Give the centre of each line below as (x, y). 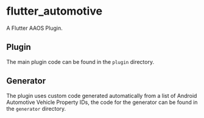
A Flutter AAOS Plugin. (34, 28)
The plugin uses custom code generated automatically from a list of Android (102, 95)
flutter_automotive (54, 11)
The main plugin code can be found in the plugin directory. (80, 61)
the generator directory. (36, 108)
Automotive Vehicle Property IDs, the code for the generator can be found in (102, 102)
